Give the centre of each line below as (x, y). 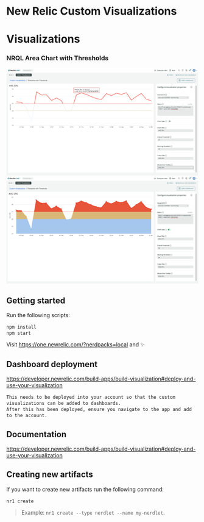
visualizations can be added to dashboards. (64, 404)
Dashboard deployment (52, 364)
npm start (19, 334)
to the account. (27, 416)
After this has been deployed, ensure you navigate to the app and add (99, 410)
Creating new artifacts (50, 475)
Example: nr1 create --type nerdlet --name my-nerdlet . (93, 512)
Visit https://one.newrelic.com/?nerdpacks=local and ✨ (76, 345)
